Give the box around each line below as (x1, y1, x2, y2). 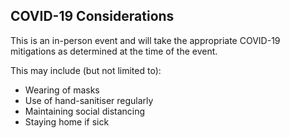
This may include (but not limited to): (10, 64, 162, 76)
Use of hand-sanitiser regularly (24, 94, 154, 106)
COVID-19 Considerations (10, 8, 175, 25)
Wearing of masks (24, 84, 100, 96)
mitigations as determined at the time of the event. (10, 45, 218, 57)
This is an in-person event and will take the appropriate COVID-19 (10, 34, 281, 46)
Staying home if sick (24, 115, 110, 128)
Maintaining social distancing (24, 105, 146, 117)
